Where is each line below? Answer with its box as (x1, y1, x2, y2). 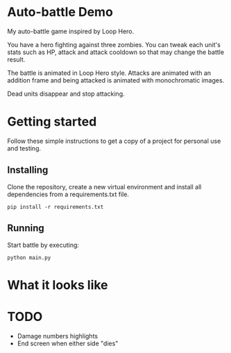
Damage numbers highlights (17, 332, 99, 340)
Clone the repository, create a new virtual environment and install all (7, 182, 202, 191)
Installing (7, 164, 49, 176)
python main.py (7, 254, 51, 261)
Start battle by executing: (7, 241, 80, 249)
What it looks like (7, 277, 109, 293)
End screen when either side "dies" (17, 339, 119, 347)
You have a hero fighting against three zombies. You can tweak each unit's (7, 40, 221, 49)
